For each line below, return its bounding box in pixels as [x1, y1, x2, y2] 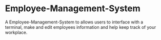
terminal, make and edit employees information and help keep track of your [5, 24, 156, 30]
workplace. [5, 29, 28, 35]
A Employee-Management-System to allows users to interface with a [5, 19, 143, 25]
